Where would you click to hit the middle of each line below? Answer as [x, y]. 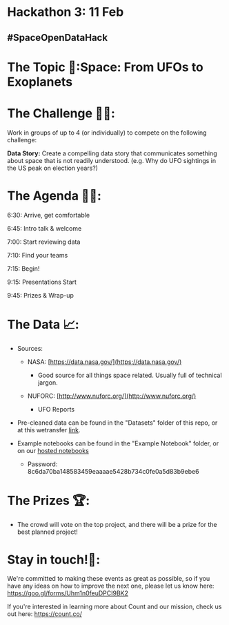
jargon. [48, 382]
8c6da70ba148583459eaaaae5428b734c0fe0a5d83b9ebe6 [113, 471]
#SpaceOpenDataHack [58, 38]
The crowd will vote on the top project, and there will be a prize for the [117, 524]
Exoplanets [40, 82]
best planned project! [47, 532]
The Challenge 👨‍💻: [61, 113]
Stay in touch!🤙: [54, 559]
